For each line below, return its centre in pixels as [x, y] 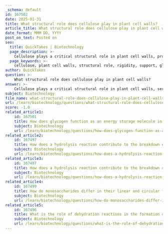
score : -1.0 [17, 107]
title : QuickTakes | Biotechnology [47, 47]
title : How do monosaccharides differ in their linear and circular [87, 191]
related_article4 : [24, 182]
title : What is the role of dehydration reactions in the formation [87, 214]
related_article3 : [24, 158]
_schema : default [23, 10]
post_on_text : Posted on [31, 38]
